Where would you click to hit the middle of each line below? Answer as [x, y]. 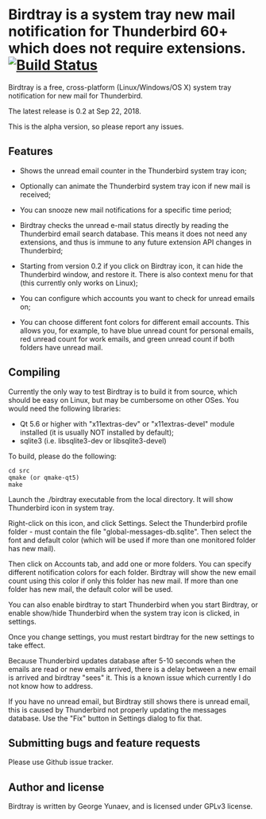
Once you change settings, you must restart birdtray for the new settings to [131, 636]
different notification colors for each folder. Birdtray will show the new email [132, 572]
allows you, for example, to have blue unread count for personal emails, [137, 330]
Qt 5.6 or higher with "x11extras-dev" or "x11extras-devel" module [127, 423]
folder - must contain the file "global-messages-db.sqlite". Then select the [130, 531]
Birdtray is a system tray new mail [122, 15]
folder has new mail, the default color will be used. [91, 589]
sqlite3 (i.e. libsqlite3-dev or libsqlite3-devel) [93, 440]
